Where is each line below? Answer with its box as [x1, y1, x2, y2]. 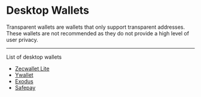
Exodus [14, 77, 34, 84]
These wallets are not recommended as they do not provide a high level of [6, 29, 190, 37]
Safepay [14, 84, 36, 91]
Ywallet [14, 71, 34, 78]
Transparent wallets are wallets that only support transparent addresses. [6, 23, 185, 31]
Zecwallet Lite [14, 65, 50, 72]
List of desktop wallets [6, 53, 62, 60]
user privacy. [6, 36, 39, 43]
